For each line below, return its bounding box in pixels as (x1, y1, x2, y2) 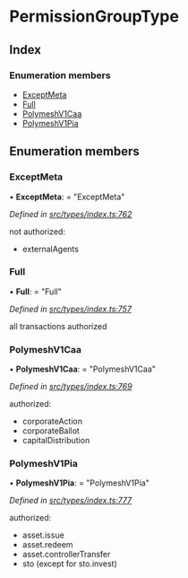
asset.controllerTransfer (21, 549, 111, 560)
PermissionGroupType (9, 6, 179, 27)
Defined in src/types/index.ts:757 (9, 303, 132, 314)
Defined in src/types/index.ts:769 (9, 381, 132, 392)
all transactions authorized (9, 320, 107, 331)
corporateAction (21, 416, 83, 427)
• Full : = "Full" (9, 285, 62, 297)
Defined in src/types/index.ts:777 (9, 495, 132, 506)
